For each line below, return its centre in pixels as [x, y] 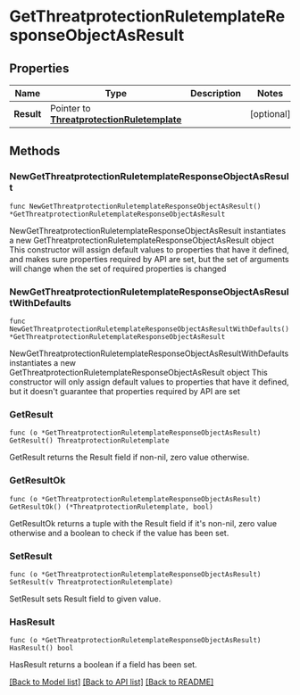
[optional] [270, 114]
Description [216, 93]
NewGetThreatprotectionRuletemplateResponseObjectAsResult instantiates [148, 230]
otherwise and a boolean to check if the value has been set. [119, 533]
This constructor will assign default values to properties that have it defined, [150, 249]
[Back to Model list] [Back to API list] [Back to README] [112, 682]
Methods [35, 151]
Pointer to [71, 108]
